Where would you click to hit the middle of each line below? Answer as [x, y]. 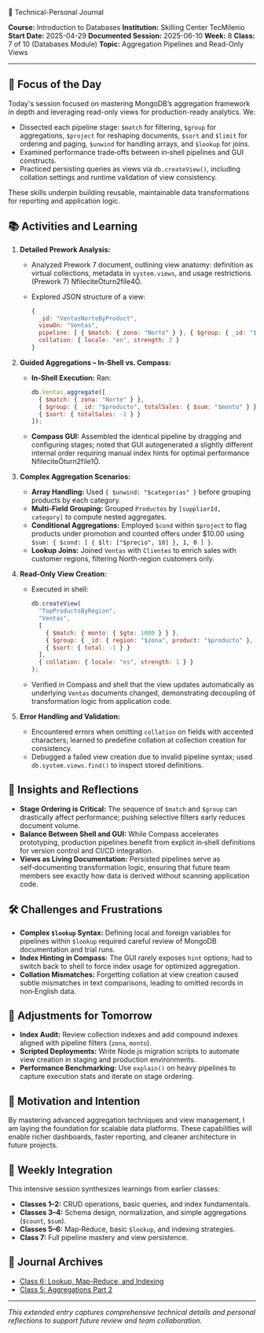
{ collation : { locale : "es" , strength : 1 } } [116, 662]
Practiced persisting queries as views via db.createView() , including [130, 168]
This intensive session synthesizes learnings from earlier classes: [114, 1189]
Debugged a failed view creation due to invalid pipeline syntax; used [142, 757]
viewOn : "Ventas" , [68, 326]
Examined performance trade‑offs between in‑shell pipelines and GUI [132, 152]
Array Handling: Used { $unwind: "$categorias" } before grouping [141, 492]
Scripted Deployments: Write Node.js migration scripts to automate [129, 1051]
